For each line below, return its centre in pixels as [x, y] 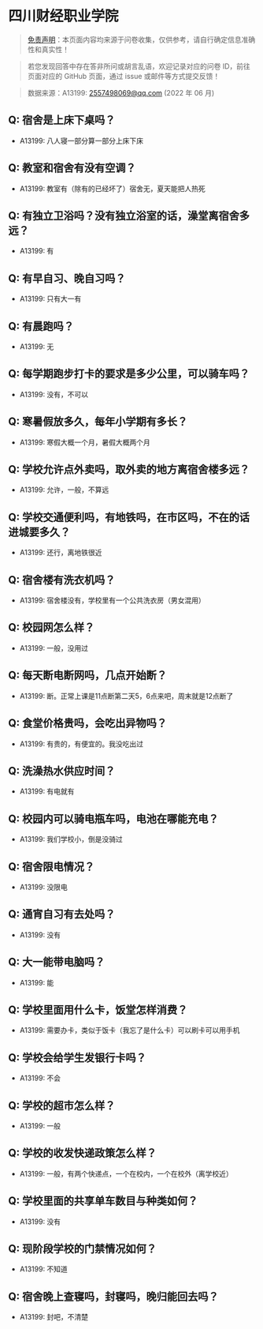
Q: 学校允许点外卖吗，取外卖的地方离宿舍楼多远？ [129, 469]
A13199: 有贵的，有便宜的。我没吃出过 [81, 744]
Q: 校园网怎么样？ [52, 627]
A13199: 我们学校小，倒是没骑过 [71, 839]
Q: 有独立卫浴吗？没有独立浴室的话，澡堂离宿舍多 [129, 215]
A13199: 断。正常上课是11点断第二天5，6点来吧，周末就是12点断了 [126, 696]
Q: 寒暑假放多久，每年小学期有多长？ [98, 422]
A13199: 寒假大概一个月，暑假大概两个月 [85, 442]
